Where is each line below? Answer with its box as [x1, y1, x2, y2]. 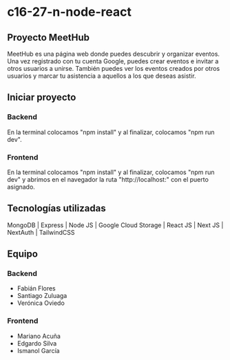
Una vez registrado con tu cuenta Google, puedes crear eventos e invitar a [7, 57, 219, 65]
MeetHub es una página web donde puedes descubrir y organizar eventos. [7, 50, 220, 58]
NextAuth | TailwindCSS [7, 228, 75, 236]
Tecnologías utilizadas [7, 202, 106, 214]
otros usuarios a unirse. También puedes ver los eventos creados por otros [7, 65, 220, 72]
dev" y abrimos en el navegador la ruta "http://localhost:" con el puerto [7, 175, 209, 183]
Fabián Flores [17, 284, 56, 293]
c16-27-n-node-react [7, 4, 132, 20]
